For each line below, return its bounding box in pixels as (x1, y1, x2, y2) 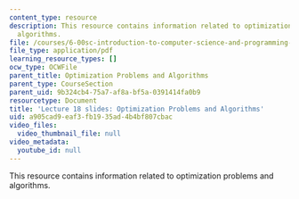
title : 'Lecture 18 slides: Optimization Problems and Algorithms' (9, 104, 265, 113)
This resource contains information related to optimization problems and (9, 170, 274, 181)
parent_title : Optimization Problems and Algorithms (9, 71, 209, 80)
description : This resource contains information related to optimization (9, 21, 293, 30)
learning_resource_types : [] (9, 54, 117, 63)
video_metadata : (9, 137, 69, 146)
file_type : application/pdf (9, 46, 114, 55)
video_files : (9, 121, 58, 130)
